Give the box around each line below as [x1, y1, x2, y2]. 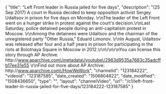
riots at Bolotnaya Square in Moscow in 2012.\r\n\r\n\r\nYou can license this [5, 47, 161, 52]
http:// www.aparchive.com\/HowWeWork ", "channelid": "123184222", [5, 68, 148, 74]
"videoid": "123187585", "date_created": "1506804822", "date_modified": [5, 73, 156, 79]
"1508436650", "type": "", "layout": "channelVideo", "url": [5, 78, 124, 84]
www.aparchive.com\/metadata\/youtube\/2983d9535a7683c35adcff [17, 57, 161, 63]
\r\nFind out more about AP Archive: [30, 62, 105, 68]
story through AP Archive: [5, 52, 58, 58]
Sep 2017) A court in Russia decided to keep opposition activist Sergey [5, 9, 151, 15]
